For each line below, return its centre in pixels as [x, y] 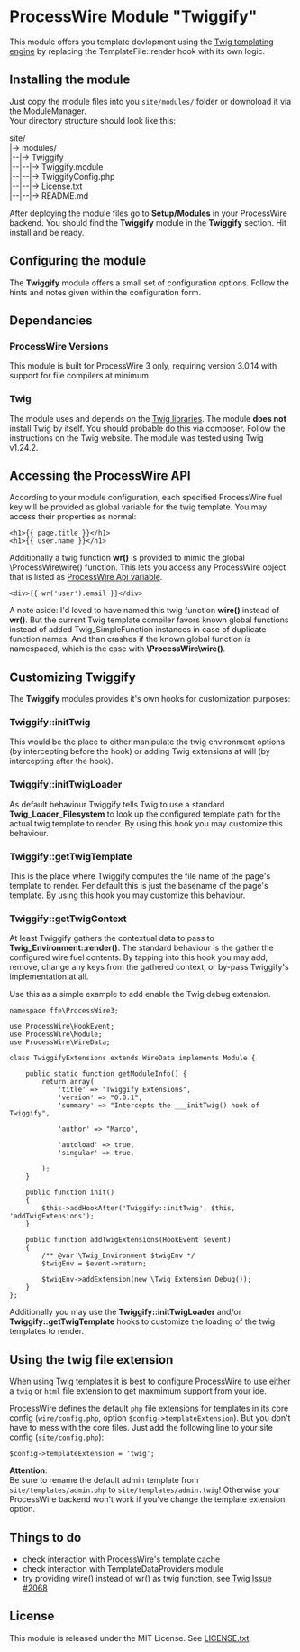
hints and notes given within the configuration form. [105, 292]
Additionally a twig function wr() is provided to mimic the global [127, 558]
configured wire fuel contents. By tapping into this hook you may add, [139, 957]
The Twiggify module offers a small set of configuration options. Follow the [150, 283]
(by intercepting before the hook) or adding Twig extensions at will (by [140, 751]
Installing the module [70, 80]
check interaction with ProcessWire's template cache [121, 1559]
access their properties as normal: [73, 517]
